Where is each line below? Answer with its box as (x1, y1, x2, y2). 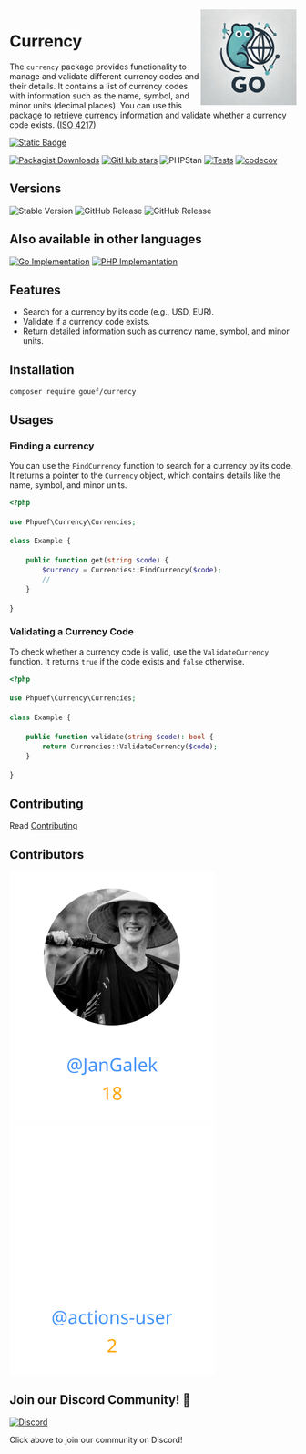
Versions (9, 181, 62, 197)
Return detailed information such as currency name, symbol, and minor (22, 325, 290, 336)
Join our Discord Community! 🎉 (9, 1392, 191, 1408)
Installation (9, 362, 75, 377)
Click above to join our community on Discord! (9, 1434, 183, 1445)
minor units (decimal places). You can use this (9, 99, 182, 110)
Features (9, 282, 61, 297)
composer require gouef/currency (9, 387, 137, 397)
